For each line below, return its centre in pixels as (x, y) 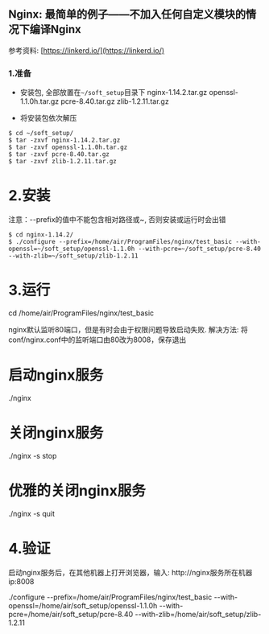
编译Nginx (56, 29)
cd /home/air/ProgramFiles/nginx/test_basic (81, 313)
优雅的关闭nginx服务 (77, 491)
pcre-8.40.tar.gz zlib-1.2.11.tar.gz (115, 101)
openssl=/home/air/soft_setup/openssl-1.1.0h (83, 605)
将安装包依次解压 (48, 118)
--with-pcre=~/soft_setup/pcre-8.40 (200, 249)
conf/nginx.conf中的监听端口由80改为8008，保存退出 (97, 340)
